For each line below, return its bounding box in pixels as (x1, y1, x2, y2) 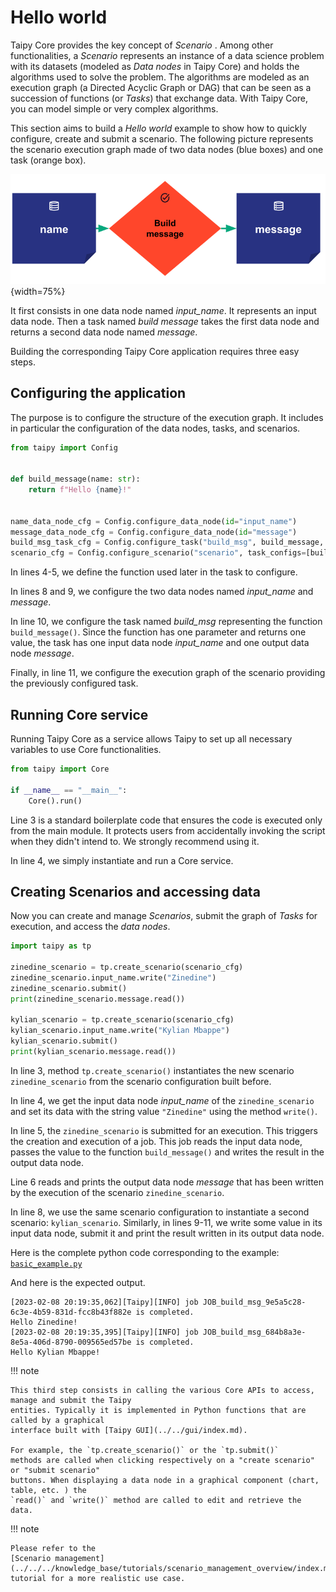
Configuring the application (10, 385, 187, 402)
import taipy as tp (10, 941, 92, 951)
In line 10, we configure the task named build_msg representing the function (10, 616, 323, 628)
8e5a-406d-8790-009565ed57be (10, 1337, 132, 1347)
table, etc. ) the (10, 1485, 87, 1495)
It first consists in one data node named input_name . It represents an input (10, 304, 317, 316)
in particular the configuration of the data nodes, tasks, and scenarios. (10, 422, 301, 434)
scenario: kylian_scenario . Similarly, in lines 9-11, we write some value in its (10, 1216, 323, 1228)
